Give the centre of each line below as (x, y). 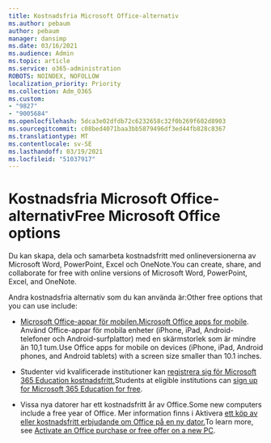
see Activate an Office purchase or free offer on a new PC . (118, 431)
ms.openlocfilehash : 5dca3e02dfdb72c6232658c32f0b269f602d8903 (117, 121)
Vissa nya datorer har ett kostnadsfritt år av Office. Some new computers (141, 405)
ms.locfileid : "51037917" (52, 159)
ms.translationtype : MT (49, 136)
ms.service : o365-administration (65, 69)
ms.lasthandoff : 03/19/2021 (56, 151)
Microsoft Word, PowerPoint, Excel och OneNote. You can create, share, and (135, 265)
